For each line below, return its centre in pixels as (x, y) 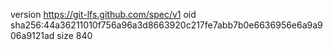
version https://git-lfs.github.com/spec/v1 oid (103, 14)
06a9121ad (32, 35)
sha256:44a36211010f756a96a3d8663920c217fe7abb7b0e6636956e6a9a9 (166, 25)
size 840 (74, 35)
